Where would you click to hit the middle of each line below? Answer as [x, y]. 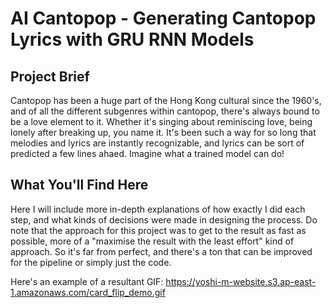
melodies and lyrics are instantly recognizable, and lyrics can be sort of [157, 143]
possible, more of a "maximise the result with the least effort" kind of [152, 241]
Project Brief [50, 76]
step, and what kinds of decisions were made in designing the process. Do [164, 219]
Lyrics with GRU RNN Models [132, 39]
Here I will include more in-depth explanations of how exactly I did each [158, 209]
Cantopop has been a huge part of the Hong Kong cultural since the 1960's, [166, 100]
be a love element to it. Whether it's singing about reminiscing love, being [161, 121]
